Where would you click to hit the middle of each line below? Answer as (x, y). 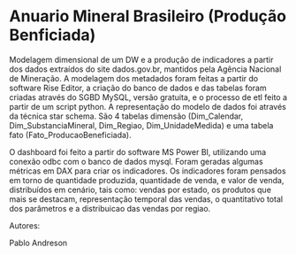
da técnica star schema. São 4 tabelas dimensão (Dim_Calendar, (126, 116)
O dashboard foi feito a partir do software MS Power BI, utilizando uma (138, 151)
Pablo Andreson (38, 243)
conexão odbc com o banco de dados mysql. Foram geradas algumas (136, 161)
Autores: (25, 225)
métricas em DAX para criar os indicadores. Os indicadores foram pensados (148, 171)
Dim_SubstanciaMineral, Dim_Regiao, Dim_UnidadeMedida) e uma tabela (141, 125)
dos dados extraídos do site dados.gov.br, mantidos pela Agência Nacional (145, 69)
